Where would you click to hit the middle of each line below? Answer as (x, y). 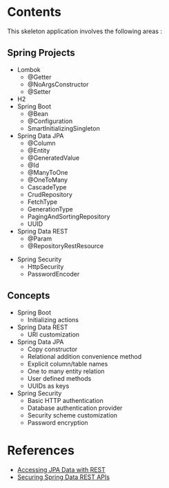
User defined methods (59, 378)
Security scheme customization (72, 415)
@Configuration (50, 121)
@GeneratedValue (53, 158)
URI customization (53, 334)
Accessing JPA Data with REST (61, 469)
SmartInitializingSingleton (63, 128)
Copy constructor (52, 349)
